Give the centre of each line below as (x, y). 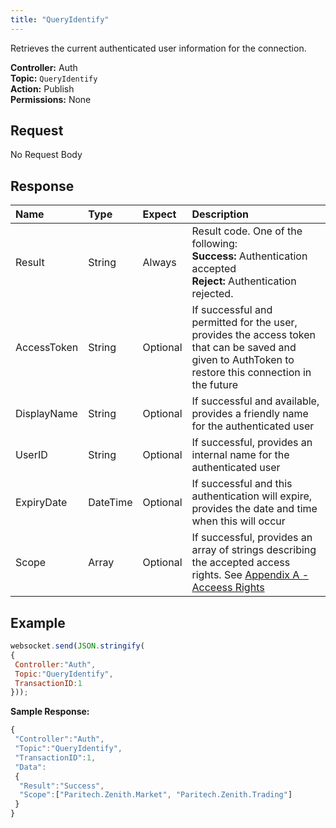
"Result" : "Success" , (62, 786)
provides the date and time (254, 509)
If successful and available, (255, 401)
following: (214, 244)
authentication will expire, (252, 496)
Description (220, 214)
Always (159, 263)
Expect (159, 214)
